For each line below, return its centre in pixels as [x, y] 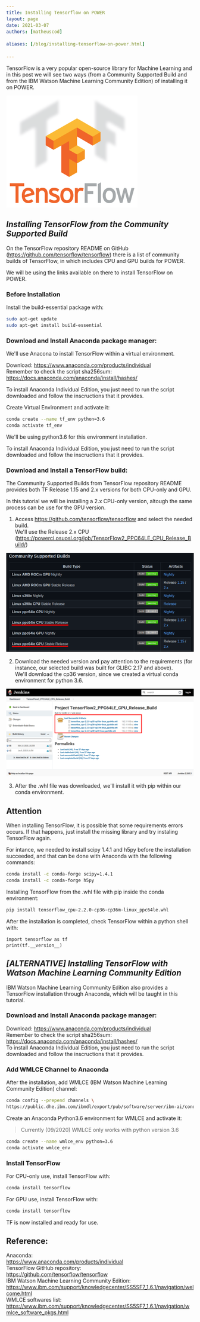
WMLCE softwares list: [34, 1300]
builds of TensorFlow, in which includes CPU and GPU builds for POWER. [96, 261]
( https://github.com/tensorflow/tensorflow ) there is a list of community [93, 255]
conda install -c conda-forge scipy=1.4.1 [60, 874]
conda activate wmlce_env [38, 1147]
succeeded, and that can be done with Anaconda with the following [89, 856]
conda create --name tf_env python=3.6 [56, 419]
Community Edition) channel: [42, 1089]
